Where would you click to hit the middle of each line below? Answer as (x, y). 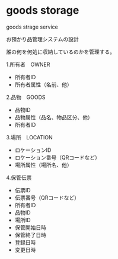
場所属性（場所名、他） (43, 165)
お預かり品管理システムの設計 (42, 39)
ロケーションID (33, 150)
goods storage (43, 10)
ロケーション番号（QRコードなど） (58, 157)
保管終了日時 (30, 235)
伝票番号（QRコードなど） (47, 198)
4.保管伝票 (19, 177)
